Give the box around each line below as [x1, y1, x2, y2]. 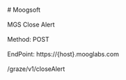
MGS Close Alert [7, 20, 55, 29]
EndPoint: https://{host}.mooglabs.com [7, 50, 120, 58]
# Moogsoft [7, 6, 40, 14]
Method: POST [7, 35, 50, 43]
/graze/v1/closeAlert [7, 65, 65, 73]
